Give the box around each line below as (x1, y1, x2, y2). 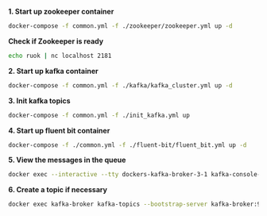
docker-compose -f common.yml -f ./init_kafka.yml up (8, 111, 191, 119)
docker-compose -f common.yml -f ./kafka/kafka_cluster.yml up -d (8, 81, 233, 90)
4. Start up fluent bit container (8, 125, 110, 135)
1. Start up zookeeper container (8, 7, 114, 16)
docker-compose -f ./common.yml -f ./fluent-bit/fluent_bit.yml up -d (8, 141, 247, 149)
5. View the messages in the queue (8, 155, 126, 165)
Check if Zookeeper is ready (8, 36, 104, 46)
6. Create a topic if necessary (8, 185, 107, 195)
